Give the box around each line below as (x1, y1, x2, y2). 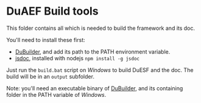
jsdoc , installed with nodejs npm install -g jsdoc (15, 54, 140, 62)
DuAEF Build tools (6, 4, 99, 18)
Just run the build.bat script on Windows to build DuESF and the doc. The (6, 66, 194, 74)
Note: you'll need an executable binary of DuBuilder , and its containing (6, 84, 183, 92)
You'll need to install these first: (6, 36, 85, 43)
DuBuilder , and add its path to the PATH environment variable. (15, 48, 171, 55)
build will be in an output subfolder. (6, 73, 94, 80)
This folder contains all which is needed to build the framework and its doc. (6, 24, 196, 32)
